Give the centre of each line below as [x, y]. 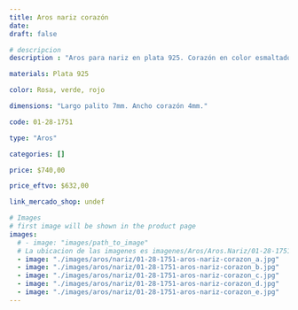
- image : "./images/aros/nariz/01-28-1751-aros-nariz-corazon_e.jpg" [148, 292]
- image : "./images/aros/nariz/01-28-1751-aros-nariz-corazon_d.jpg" [148, 284]
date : [19, 26]
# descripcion [35, 50]
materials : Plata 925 [49, 74]
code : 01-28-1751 [41, 122]
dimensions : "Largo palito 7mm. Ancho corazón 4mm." [109, 106]
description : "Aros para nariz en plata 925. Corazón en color [130, 58]
